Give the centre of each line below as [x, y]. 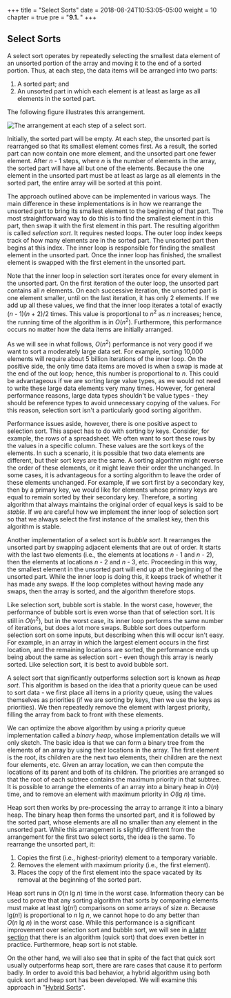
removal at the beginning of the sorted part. [79, 880]
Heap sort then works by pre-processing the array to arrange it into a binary [115, 808]
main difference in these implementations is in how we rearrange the [104, 203]
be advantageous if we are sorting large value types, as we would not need [114, 380]
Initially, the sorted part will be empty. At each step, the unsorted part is [109, 138]
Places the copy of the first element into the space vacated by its [109, 872]
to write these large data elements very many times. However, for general [111, 388]
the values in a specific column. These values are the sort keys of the [106, 445]
